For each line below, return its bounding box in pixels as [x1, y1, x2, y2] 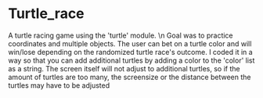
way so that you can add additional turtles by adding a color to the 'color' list [8, 56, 255, 65]
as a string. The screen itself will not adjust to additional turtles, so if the [8, 64, 240, 73]
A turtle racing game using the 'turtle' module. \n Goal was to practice [8, 31, 233, 40]
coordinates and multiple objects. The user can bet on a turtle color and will [8, 38, 252, 48]
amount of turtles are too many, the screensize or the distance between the [8, 72, 251, 82]
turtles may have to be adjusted [8, 80, 110, 90]
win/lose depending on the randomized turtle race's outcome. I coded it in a [8, 47, 253, 56]
